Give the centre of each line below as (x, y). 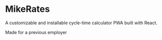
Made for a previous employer (36, 32)
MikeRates (27, 9)
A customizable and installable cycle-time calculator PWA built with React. (81, 23)
